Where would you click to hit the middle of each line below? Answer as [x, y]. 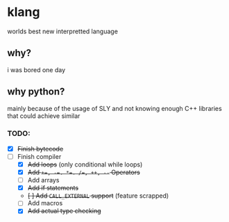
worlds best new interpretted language [62, 31]
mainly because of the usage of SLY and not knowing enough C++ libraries [114, 108]
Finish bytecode [40, 148]
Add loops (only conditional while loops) [85, 164]
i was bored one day [36, 69]
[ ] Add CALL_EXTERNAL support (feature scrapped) [98, 196]
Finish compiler [39, 156]
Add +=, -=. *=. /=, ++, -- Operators [84, 172]
